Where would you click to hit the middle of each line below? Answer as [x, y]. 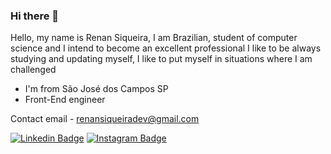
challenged [33, 70]
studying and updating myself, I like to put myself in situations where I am [161, 59]
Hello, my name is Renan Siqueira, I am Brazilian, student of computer [154, 38]
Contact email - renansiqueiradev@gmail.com [105, 119]
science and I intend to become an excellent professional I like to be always [166, 48]
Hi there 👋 [35, 16]
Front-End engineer [65, 100]
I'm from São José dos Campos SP [96, 89]
